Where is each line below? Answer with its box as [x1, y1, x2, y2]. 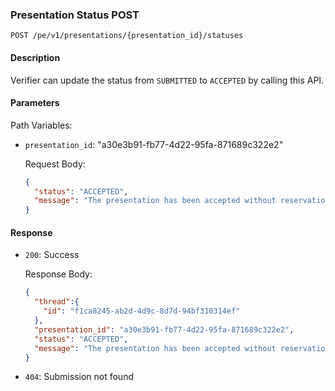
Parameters [10, 97, 60, 109]
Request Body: [24, 158, 86, 170]
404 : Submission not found [24, 371, 134, 383]
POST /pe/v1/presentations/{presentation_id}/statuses [10, 31, 244, 41]
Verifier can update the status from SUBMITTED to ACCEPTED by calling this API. [10, 74, 325, 86]
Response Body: [24, 268, 93, 280]
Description [10, 51, 61, 63]
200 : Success [24, 249, 80, 261]
